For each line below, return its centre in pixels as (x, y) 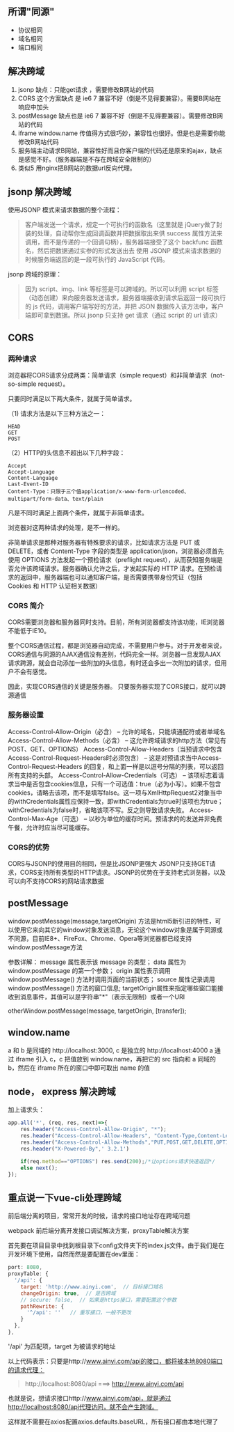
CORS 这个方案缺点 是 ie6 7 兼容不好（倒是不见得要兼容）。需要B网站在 (119, 98)
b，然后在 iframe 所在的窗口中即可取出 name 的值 (79, 1068)
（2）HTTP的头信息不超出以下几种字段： (67, 453)
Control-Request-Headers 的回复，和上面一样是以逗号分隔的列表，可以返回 (116, 766)
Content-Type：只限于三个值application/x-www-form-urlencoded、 (99, 492)
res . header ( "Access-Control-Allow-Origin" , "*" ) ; (94, 1130)
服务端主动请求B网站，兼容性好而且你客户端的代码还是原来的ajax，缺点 (120, 150)
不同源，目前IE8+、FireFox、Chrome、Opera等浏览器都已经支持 (100, 938)
